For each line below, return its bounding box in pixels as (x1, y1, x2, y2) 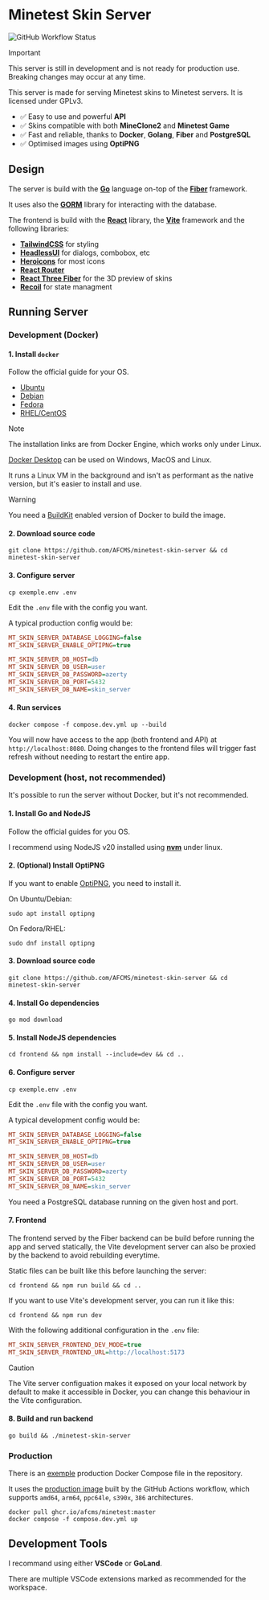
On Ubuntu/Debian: (8, 894, 72, 904)
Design (8, 162, 45, 176)
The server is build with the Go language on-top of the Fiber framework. (8, 183, 247, 194)
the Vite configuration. (8, 1395, 83, 1405)
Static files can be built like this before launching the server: (8, 1266, 207, 1275)
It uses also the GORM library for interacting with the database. (8, 199, 218, 209)
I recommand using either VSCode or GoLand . (8, 1558, 163, 1568)
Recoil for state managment (19, 281, 112, 291)
